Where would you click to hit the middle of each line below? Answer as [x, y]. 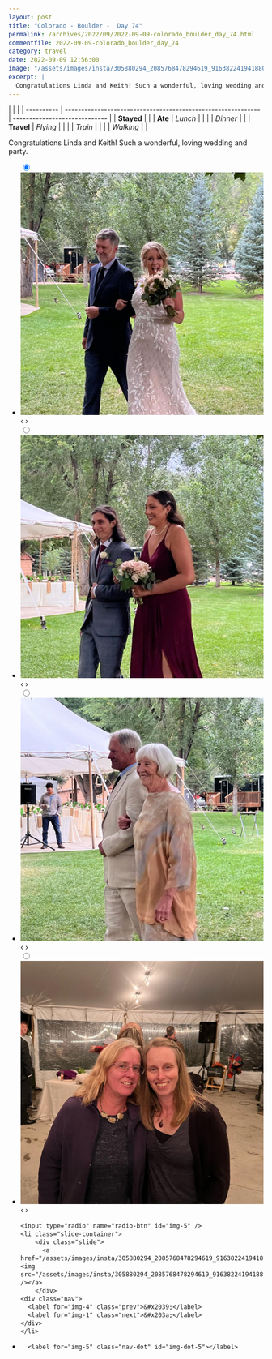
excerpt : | [27, 77]
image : [19, 69]
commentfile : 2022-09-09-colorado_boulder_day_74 [94, 43]
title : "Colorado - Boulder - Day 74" [76, 26]
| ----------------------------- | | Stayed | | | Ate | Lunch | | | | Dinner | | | [130, 118]
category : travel [38, 51]
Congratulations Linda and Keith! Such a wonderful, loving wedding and [128, 143]
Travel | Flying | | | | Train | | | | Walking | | [78, 126]
